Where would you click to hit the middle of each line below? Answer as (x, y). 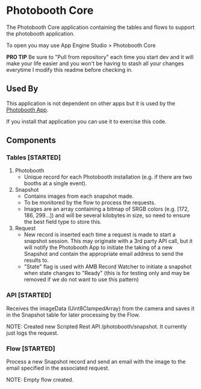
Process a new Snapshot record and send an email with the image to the (96, 362)
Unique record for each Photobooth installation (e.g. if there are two (108, 177)
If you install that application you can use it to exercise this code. (86, 121)
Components (31, 140)
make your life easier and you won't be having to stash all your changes (95, 63)
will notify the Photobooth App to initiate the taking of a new (98, 247)
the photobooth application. (41, 33)
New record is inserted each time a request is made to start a (100, 235)
